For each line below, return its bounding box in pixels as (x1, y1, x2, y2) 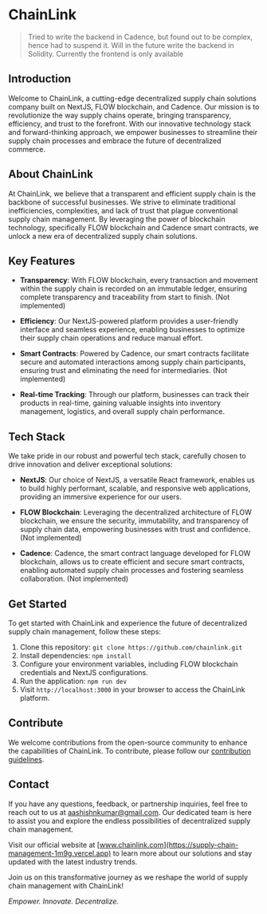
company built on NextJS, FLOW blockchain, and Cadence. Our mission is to (8, 101, 260, 111)
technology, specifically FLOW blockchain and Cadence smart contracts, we (8, 222, 259, 232)
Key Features (8, 254, 76, 268)
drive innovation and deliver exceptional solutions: (8, 459, 173, 469)
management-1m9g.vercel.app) (8, 848, 112, 858)
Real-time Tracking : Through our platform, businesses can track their (19, 390, 249, 399)
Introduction (8, 72, 72, 85)
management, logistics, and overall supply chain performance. (19, 407, 226, 416)
